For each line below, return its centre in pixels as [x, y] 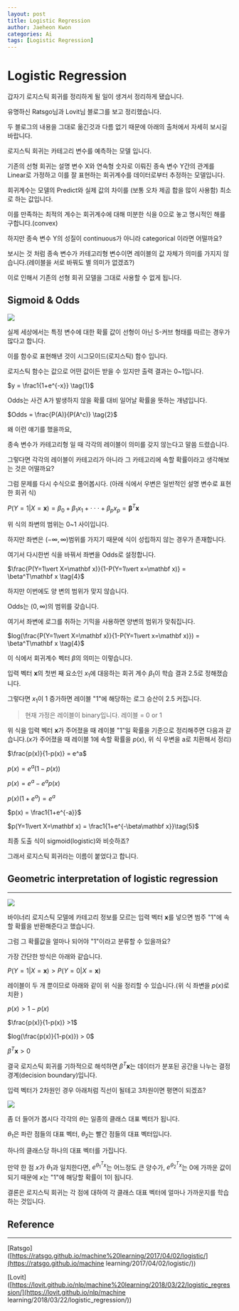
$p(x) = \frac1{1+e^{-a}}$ [44, 812]
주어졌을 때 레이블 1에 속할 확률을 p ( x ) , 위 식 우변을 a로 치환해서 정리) [136, 739]
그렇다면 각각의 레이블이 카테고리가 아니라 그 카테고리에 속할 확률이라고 [106, 459]
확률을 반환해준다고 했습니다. [55, 926]
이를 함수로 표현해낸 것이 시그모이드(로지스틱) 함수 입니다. [87, 356]
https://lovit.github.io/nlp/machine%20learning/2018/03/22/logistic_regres [121, 1285]
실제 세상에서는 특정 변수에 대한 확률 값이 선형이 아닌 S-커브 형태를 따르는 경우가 [119, 332]
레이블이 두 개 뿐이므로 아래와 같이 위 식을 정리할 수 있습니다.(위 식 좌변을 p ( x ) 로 [118, 985]
